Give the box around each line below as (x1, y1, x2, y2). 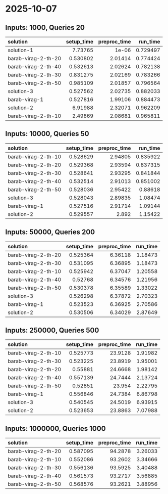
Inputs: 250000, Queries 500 (5, 326, 99, 335)
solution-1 (8, 47, 34, 54)
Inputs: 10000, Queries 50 (5, 129, 89, 138)
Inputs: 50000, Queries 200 (5, 228, 95, 237)
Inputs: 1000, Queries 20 (5, 23, 85, 32)
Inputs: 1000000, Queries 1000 (5, 424, 106, 433)
